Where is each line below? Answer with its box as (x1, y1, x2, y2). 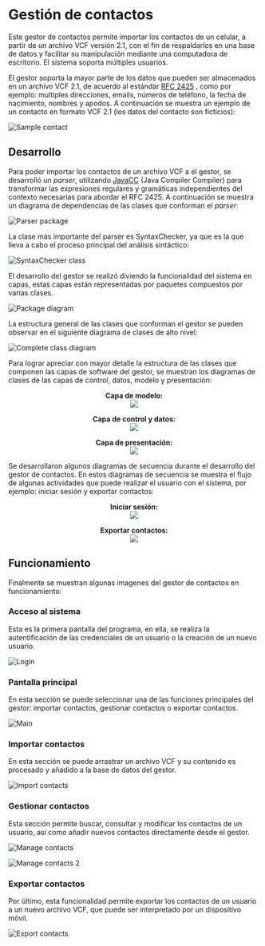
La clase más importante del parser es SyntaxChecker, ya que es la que (8, 232, 244, 241)
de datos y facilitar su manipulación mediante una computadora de (8, 49, 228, 58)
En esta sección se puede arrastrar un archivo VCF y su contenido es (8, 757, 236, 766)
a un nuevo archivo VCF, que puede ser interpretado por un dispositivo (8, 904, 242, 915)
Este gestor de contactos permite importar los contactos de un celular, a (8, 32, 246, 42)
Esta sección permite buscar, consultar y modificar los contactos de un (8, 818, 243, 828)
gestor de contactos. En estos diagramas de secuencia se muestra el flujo (8, 469, 252, 479)
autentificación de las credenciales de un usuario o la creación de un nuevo (8, 632, 257, 642)
